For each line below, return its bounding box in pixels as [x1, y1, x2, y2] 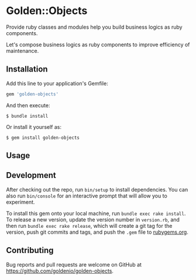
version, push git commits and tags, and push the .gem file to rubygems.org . [6, 228, 189, 235]
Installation [6, 64, 48, 74]
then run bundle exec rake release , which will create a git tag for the [6, 222, 173, 229]
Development [6, 170, 57, 180]
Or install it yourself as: [6, 123, 61, 130]
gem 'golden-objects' [6, 91, 59, 97]
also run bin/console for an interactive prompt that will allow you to [6, 192, 168, 199]
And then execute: [6, 101, 50, 109]
